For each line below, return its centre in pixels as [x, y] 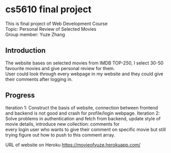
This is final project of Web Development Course [57, 24]
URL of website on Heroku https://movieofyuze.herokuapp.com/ [73, 145]
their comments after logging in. [39, 79]
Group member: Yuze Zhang [35, 34]
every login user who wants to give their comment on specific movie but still [86, 129]
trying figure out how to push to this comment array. [60, 135]
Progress [20, 95]
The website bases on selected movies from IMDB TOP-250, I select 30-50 [84, 63]
